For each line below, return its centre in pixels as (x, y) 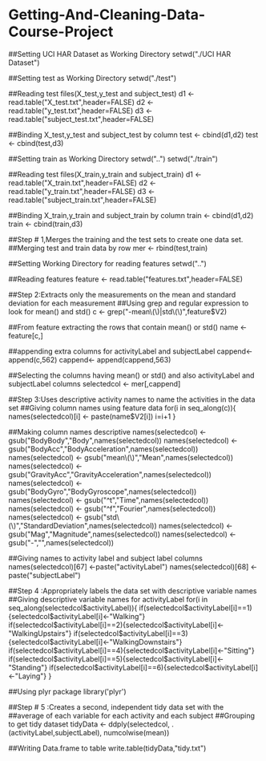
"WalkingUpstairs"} (40, 633)
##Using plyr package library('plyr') (67, 691)
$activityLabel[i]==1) (218, 608)
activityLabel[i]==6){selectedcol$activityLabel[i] (179, 667)
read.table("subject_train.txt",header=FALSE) (83, 200)
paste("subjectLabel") (45, 575)
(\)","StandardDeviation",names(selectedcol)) (83, 525)
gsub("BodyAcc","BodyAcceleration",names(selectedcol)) (103, 449)
